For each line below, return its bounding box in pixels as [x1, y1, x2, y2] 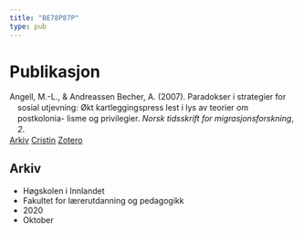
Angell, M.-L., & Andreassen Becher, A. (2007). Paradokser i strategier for [9, 91, 287, 102]
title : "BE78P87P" [9, 13, 79, 23]
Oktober [22, 214, 55, 225]
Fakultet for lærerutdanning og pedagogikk [22, 195, 184, 206]
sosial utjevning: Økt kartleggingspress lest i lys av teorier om [17, 102, 249, 113]
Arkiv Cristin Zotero [9, 134, 83, 145]
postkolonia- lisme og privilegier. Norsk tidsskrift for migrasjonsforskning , [17, 113, 295, 124]
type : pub [9, 22, 47, 31]
